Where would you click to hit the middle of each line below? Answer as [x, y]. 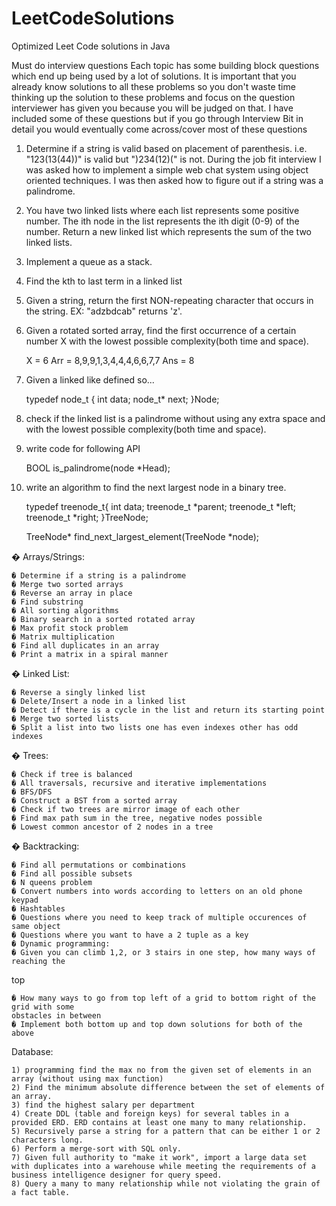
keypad [25, 900]
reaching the [38, 961]
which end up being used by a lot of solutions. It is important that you [154, 76]
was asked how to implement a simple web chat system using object [167, 169]
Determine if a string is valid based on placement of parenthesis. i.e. [166, 148]
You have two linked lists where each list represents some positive [162, 210]
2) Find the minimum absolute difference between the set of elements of [168, 1087]
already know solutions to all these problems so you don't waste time [153, 86]
